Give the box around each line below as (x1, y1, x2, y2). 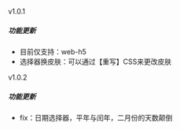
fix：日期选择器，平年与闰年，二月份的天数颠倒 (19, 113, 173, 122)
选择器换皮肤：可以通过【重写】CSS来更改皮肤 (19, 57, 171, 66)
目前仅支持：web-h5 (19, 46, 86, 56)
